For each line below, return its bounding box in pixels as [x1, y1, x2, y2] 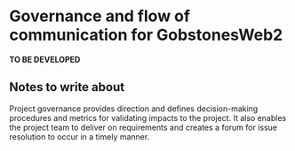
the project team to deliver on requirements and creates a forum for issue [9, 122, 278, 132]
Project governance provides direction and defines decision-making [9, 103, 259, 114]
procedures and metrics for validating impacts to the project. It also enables [9, 112, 287, 123]
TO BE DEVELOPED [9, 54, 81, 64]
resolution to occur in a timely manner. [9, 131, 150, 142]
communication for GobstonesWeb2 [9, 25, 283, 45]
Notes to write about [9, 79, 125, 94]
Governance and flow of [9, 6, 191, 26]
